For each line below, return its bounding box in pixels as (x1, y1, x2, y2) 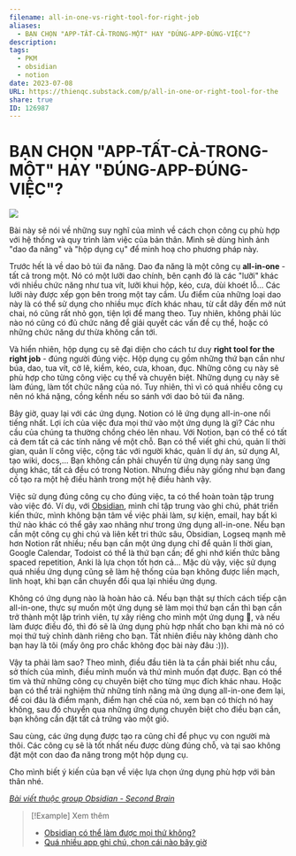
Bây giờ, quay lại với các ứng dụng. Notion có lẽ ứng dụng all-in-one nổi (9, 408, 271, 419)
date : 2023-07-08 (9, 79, 73, 88)
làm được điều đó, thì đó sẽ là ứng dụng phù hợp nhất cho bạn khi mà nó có (9, 621, 285, 632)
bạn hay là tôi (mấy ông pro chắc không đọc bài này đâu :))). (9, 640, 230, 651)
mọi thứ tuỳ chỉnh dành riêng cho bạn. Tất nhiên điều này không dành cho (9, 630, 278, 642)
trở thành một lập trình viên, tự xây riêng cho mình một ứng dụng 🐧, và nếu (9, 612, 281, 622)
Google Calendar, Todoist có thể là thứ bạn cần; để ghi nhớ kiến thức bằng (9, 548, 280, 559)
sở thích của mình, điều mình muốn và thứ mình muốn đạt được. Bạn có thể (9, 667, 283, 677)
